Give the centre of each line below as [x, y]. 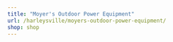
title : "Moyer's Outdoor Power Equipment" [71, 14]
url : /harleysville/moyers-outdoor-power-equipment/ [87, 21]
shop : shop [23, 27]
